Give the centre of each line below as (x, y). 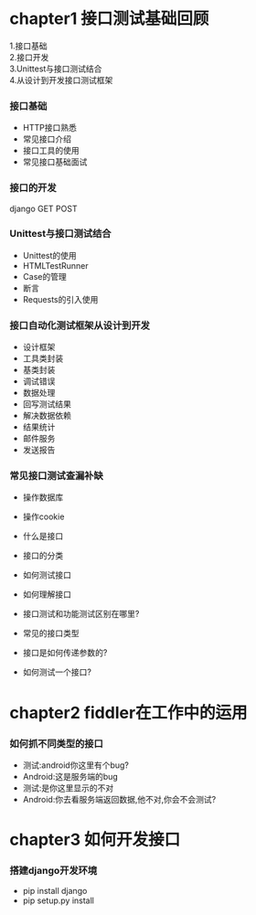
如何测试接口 (47, 575)
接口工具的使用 (51, 151)
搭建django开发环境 (53, 871)
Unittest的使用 (50, 255)
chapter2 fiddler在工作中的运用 (129, 713)
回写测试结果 (47, 404)
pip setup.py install (58, 900)
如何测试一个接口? (57, 672)
